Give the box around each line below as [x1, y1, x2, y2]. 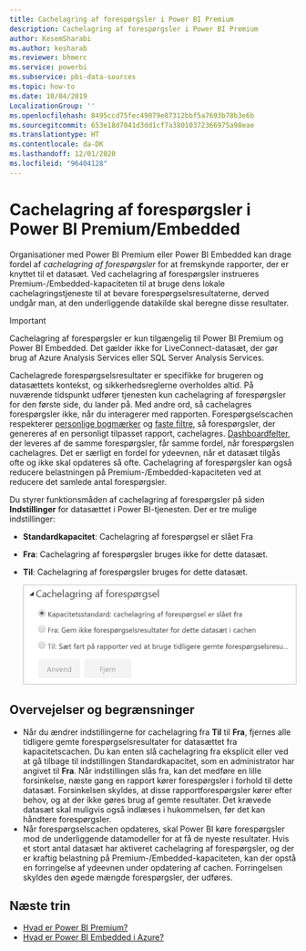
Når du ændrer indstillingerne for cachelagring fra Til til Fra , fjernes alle [22, 726, 291, 738]
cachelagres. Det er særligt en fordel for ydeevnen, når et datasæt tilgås [9, 447, 280, 458]
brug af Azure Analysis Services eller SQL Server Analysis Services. [9, 352, 265, 363]
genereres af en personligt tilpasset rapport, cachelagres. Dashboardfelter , [9, 428, 291, 439]
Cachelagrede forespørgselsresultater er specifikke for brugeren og [9, 369, 264, 380]
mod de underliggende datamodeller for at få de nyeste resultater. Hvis [22, 832, 290, 843]
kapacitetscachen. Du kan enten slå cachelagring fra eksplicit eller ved [22, 746, 289, 757]
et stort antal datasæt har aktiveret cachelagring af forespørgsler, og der [22, 842, 295, 853]
